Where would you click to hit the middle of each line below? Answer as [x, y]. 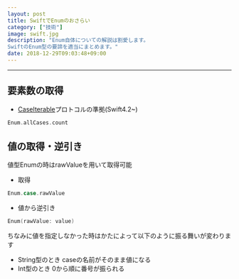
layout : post [27, 14]
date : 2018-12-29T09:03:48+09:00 [57, 54]
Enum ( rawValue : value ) [41, 221]
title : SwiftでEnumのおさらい [49, 21]
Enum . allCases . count [38, 122]
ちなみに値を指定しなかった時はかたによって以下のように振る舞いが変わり [116, 236]
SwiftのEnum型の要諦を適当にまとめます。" [63, 47]
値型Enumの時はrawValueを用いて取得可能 [70, 165]
